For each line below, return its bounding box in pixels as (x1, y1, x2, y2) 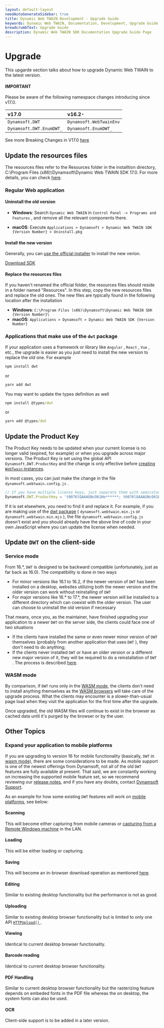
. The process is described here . (12, 660, 78, 665)
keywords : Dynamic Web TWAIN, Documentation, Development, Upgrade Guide (5, 20, 159, 26)
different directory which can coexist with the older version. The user (12, 599, 151, 605)
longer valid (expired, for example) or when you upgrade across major (5, 450, 146, 456)
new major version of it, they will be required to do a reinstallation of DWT (12, 654, 157, 660)
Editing (5, 881, 20, 887)
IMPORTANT (5, 83, 31, 89)
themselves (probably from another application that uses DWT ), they (12, 639, 148, 645)
